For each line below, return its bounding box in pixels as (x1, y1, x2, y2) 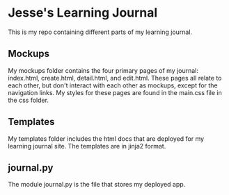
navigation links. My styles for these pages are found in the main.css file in (8, 88, 222, 96)
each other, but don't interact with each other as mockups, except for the (8, 81, 218, 90)
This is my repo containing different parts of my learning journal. (8, 28, 193, 36)
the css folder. (8, 96, 49, 104)
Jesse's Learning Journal (8, 5, 158, 21)
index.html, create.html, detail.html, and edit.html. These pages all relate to (8, 74, 222, 82)
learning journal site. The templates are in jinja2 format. (8, 142, 166, 150)
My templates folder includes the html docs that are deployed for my (8, 134, 205, 143)
